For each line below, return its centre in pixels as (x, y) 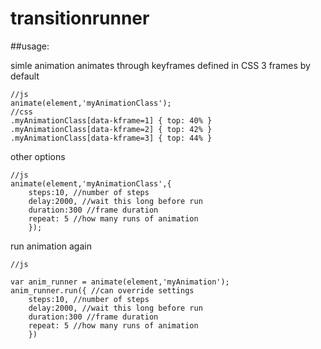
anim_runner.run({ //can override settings (102, 290)
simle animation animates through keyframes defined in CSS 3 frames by (160, 65)
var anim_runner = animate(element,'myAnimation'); (120, 282)
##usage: (30, 46)
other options (38, 156)
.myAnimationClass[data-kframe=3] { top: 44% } (111, 138)
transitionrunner (80, 18)
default (25, 76)
